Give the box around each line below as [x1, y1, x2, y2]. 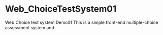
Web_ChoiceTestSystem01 [5, 3, 117, 15]
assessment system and [5, 24, 54, 30]
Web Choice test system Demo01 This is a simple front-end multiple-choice [5, 19, 159, 25]
